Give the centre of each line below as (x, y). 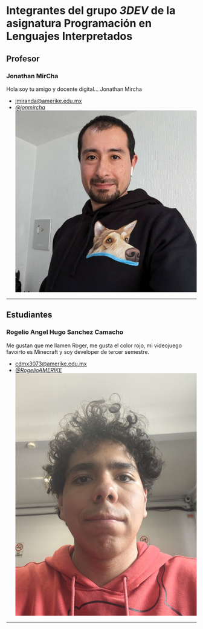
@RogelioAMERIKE (38, 370)
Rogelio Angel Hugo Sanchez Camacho (65, 332)
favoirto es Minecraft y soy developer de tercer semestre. (78, 351)
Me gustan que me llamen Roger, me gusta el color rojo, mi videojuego (94, 345)
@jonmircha (30, 107)
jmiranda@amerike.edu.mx (48, 101)
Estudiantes (29, 315)
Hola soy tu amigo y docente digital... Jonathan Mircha (74, 89)
